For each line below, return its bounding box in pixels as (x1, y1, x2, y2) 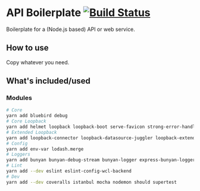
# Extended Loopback (6, 129, 58, 135)
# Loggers (6, 152, 31, 158)
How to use (6, 43, 49, 53)
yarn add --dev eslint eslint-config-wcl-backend (6, 168, 132, 174)
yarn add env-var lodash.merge (6, 146, 84, 152)
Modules (6, 94, 33, 102)
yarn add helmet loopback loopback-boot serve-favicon (6, 124, 145, 130)
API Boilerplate (6, 6, 82, 20)
